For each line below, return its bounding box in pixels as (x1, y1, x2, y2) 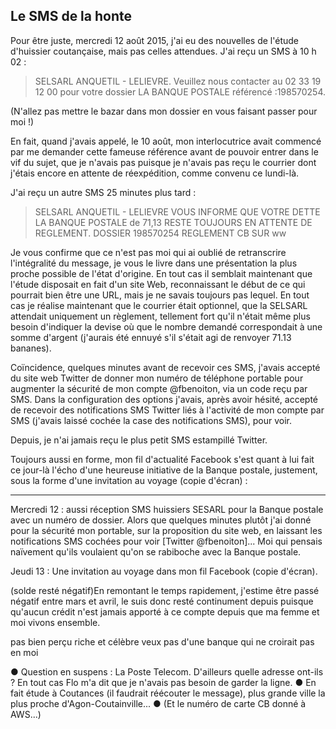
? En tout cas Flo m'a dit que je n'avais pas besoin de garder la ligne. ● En (10, 676, 317, 688)
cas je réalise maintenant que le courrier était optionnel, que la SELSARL (10, 299, 308, 311)
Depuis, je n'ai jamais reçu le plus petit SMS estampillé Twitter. (10, 434, 268, 446)
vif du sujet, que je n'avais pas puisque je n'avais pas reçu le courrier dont (10, 156, 317, 168)
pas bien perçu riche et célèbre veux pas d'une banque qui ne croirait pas (10, 635, 315, 648)
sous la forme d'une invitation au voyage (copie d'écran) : (10, 474, 248, 486)
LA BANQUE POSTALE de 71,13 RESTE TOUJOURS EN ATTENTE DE (34, 216, 313, 228)
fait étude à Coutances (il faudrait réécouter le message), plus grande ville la (10, 687, 326, 699)
